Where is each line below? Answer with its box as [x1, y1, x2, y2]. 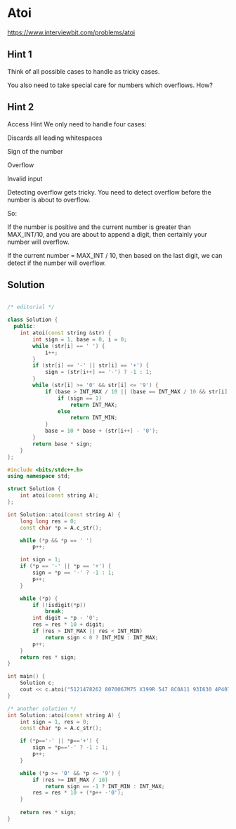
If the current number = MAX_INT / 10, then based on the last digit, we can [7, 251, 223, 259]
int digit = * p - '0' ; [32, 615, 99, 622]
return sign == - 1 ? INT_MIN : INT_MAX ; [44, 783, 165, 790]
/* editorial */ [7, 303, 55, 311]
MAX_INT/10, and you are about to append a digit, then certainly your [7, 230, 207, 238]
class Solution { [7, 316, 58, 324]
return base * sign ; [32, 440, 93, 448]
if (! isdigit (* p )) [32, 601, 86, 608]
